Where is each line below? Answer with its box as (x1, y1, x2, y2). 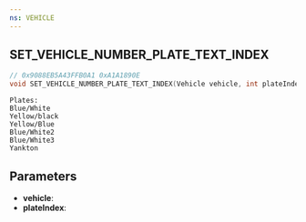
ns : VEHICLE (9, 13, 55, 23)
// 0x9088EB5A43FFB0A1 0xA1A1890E (9, 71, 141, 80)
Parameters (9, 168, 77, 184)
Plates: (9, 96, 39, 106)
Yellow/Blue (9, 120, 55, 129)
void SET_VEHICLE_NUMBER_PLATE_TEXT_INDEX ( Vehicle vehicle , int (9, 79, 259, 89)
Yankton (9, 144, 39, 153)
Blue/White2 (9, 128, 55, 137)
